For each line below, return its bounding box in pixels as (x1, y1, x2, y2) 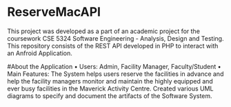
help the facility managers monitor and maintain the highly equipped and (7, 77, 214, 85)
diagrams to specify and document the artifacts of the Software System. (7, 91, 212, 100)
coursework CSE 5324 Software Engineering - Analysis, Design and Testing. (7, 34, 224, 42)
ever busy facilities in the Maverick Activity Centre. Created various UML (7, 84, 214, 93)
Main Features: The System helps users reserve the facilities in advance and (7, 70, 224, 78)
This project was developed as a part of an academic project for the (7, 27, 200, 35)
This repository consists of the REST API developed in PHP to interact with (7, 41, 219, 50)
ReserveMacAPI (7, 4, 101, 20)
